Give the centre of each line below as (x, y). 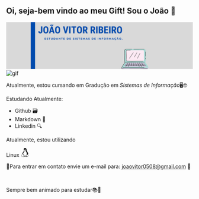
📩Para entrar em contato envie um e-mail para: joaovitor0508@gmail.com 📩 (99, 166)
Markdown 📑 (30, 119)
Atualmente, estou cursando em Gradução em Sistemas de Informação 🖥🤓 (97, 85)
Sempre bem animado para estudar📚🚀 (54, 189)
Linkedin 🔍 (28, 126)
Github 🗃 (26, 110)
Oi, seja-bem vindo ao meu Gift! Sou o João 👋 (91, 11)
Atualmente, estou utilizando (41, 140)
